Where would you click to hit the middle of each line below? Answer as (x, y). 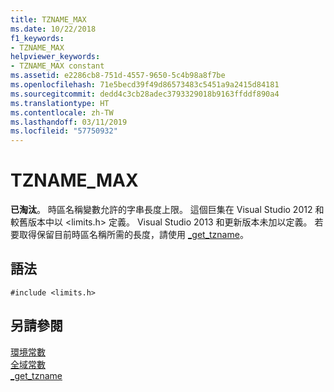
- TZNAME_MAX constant (57, 66)
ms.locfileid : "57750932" (64, 131)
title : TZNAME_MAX (48, 19)
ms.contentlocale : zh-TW (62, 112)
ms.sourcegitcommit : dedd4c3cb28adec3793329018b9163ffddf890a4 (145, 94)
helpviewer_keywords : (55, 57)
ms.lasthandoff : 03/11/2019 (69, 122)
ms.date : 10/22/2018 (53, 29)
